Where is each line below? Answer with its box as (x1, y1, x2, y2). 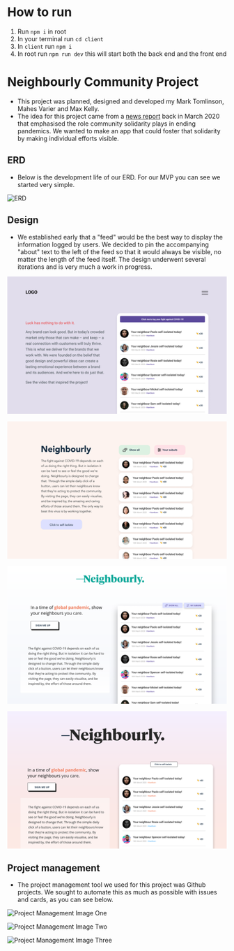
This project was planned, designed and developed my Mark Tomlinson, (17, 97, 224, 105)
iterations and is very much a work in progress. (17, 263, 153, 271)
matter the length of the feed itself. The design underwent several (17, 255, 206, 263)
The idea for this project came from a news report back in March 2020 (17, 112, 220, 120)
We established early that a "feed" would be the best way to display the (17, 233, 223, 241)
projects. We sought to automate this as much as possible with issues (17, 888, 217, 897)
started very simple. (17, 180, 75, 189)
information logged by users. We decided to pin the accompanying (17, 240, 209, 249)
